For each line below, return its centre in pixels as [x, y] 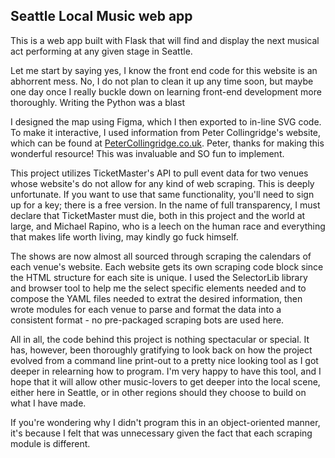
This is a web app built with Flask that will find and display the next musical [165, 40]
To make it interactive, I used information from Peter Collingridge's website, [166, 132]
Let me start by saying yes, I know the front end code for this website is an [164, 70]
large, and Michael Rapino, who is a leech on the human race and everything [168, 226]
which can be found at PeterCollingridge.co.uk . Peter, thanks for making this [167, 143]
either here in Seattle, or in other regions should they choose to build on [158, 392]
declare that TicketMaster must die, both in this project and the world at [158, 215]
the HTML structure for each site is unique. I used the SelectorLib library [159, 277]
